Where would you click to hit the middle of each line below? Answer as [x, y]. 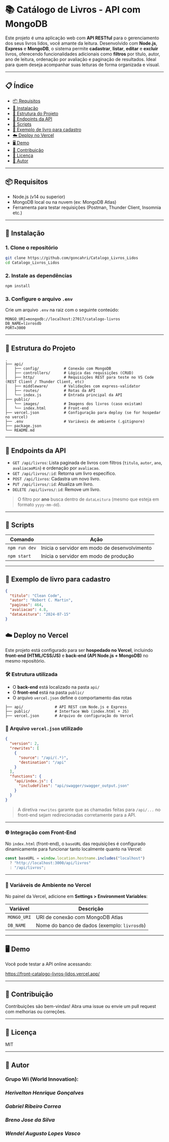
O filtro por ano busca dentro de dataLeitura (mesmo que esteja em [88, 499]
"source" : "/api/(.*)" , [44, 758]
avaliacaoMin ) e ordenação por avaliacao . [56, 468]
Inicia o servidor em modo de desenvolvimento [96, 548]
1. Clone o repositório [32, 248]
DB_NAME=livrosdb [23, 324]
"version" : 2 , [24, 744]
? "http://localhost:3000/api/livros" [51, 863]
